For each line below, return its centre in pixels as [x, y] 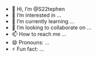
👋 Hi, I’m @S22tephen [38, 9]
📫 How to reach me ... [39, 34]
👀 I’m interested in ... [36, 15]
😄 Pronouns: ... [31, 42]
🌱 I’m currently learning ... [43, 21]
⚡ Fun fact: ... [28, 49]
